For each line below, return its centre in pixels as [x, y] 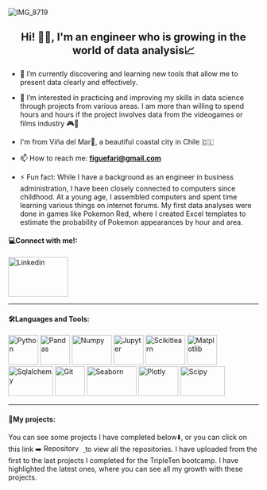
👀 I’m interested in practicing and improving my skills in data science [132, 97]
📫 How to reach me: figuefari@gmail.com [90, 158]
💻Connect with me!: [43, 241]
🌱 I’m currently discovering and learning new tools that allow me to [129, 73]
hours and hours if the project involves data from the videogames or [131, 114]
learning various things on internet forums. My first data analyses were [135, 205]
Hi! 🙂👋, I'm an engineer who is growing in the [133, 37]
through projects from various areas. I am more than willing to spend [132, 106]
